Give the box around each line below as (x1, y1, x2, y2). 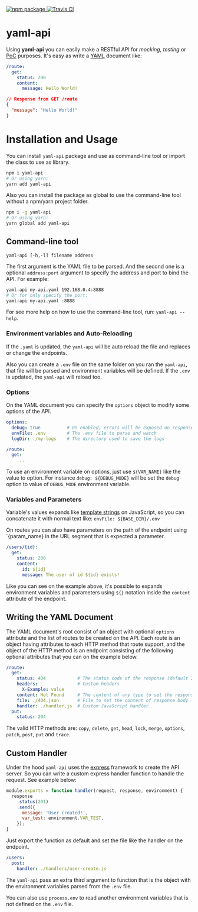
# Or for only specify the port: (6, 292, 88, 298)
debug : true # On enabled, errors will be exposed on (11, 425, 170, 431)
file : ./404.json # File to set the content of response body (16, 697, 189, 703)
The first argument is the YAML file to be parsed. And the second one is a (6, 263, 184, 270)
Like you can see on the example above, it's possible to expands (6, 583, 163, 590)
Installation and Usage (6, 133, 118, 146)
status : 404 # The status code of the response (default (16, 675, 189, 681)
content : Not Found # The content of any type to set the (16, 692, 173, 698)
